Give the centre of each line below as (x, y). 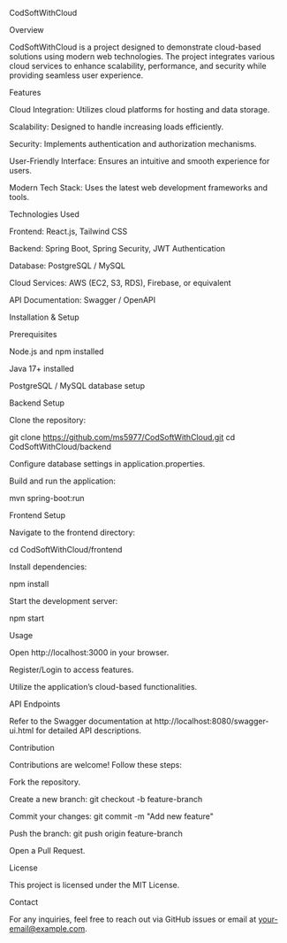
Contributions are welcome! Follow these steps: (96, 765)
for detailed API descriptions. (89, 730)
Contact (23, 902)
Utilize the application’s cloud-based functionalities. (103, 687)
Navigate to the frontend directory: (72, 532)
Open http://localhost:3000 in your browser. (89, 653)
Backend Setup (37, 403)
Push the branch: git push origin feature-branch (96, 833)
